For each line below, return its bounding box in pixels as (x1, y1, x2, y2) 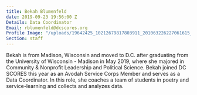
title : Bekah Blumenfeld (6, 8, 67, 15)
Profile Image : (6, 30, 43, 36)
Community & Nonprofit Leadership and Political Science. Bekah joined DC (6, 64, 186, 71)
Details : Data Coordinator (6, 19, 72, 25)
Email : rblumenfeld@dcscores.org (6, 24, 88, 31)
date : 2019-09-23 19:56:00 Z (6, 14, 77, 20)
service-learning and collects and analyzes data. (6, 83, 124, 89)
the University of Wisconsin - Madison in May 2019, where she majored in (6, 58, 185, 65)
